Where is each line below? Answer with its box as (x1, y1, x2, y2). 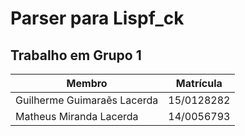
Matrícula (175, 77, 223, 90)
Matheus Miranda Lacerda (15, 110, 139, 123)
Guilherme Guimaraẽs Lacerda (15, 93, 159, 107)
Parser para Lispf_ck (10, 7, 185, 30)
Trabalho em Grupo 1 (10, 47, 142, 64)
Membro (66, 77, 108, 90)
